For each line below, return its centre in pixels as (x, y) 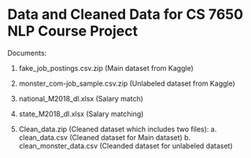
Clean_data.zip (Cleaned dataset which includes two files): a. (118, 129)
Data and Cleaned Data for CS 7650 (125, 15)
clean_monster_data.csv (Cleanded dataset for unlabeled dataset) (125, 145)
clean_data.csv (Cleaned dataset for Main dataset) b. (105, 137)
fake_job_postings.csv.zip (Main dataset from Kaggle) (106, 68)
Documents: (27, 53)
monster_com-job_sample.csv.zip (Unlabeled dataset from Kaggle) (127, 83)
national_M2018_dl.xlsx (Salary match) (81, 98)
